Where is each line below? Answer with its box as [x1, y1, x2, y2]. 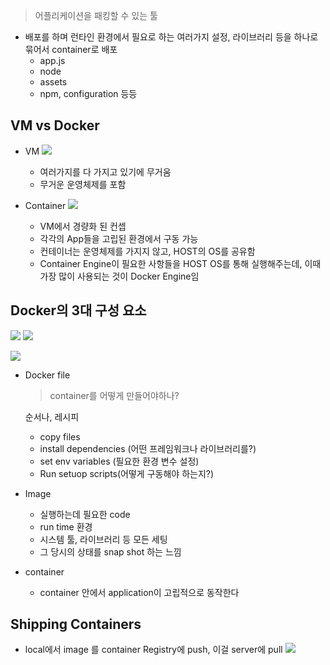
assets [39, 76, 68, 88]
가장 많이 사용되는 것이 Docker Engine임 [39, 270, 200, 282]
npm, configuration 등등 [39, 88, 138, 99]
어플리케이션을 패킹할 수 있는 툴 [34, 10, 158, 21]
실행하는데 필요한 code [39, 508, 131, 520]
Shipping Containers [10, 616, 142, 633]
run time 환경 [39, 520, 93, 533]
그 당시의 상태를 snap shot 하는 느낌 [39, 545, 182, 558]
